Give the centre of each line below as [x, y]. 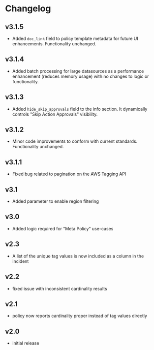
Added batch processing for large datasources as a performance [78, 71]
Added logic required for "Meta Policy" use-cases [63, 228]
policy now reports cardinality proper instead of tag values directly [80, 316]
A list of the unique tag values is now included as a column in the [78, 256]
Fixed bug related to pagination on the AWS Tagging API [69, 174]
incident [20, 261]
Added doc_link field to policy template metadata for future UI [75, 38]
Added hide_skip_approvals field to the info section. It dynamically [80, 109]
